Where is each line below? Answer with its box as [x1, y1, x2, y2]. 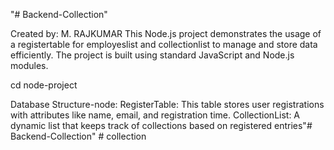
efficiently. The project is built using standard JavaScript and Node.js [10, 49, 295, 61]
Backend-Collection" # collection [10, 130, 147, 142]
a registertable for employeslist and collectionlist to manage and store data [10, 39, 318, 50]
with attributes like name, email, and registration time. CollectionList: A [10, 109, 301, 121]
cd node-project [10, 79, 78, 91]
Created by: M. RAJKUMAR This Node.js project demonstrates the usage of [10, 28, 322, 39]
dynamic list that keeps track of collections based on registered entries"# [10, 120, 313, 131]
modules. [10, 60, 49, 71]
